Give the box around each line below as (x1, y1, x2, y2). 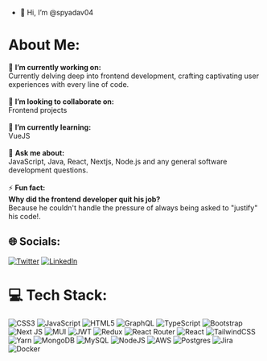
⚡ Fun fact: (8, 182, 46, 193)
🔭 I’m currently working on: (8, 62, 102, 72)
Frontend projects (8, 105, 68, 114)
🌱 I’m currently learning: (8, 122, 92, 132)
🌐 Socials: (8, 234, 61, 249)
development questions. (8, 165, 88, 175)
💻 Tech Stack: (8, 286, 108, 304)
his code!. (8, 211, 42, 221)
